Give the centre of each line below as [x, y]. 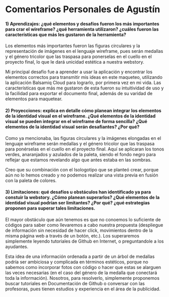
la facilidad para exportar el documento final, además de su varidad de [79, 94]
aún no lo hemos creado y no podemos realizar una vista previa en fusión [82, 175]
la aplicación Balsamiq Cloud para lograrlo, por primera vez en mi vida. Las [83, 83]
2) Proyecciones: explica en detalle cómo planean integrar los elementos [83, 110]
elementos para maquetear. [34, 99]
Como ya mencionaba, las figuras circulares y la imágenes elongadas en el [83, 138]
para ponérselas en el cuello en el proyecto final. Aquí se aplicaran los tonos [85, 149]
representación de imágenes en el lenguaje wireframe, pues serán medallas [84, 51]
